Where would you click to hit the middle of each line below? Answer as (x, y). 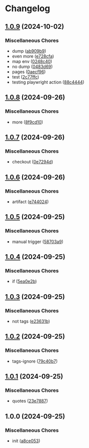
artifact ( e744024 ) (30, 202)
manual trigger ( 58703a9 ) (38, 242)
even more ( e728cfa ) (33, 56)
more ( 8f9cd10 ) (28, 122)
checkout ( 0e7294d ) (32, 162)
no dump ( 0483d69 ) (32, 66)
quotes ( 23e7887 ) (30, 401)
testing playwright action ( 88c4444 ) (48, 82)
